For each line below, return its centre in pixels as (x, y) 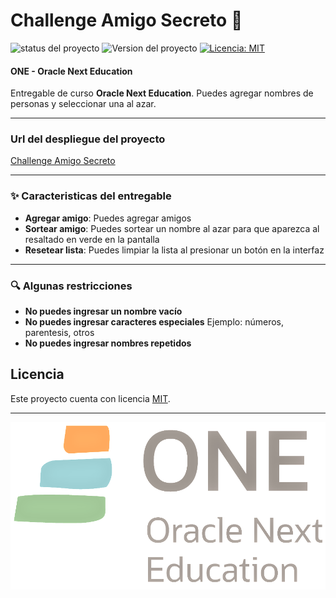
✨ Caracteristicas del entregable (91, 196)
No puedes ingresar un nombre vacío (103, 311)
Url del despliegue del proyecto (88, 139)
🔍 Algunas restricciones (71, 286)
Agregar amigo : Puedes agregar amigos (108, 218)
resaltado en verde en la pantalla (92, 239)
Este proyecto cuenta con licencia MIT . (90, 398)
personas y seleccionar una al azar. (83, 104)
